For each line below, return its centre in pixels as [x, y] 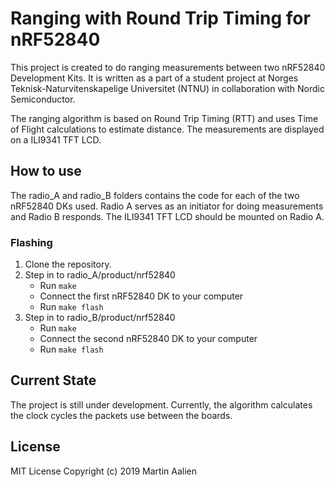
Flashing [31, 242]
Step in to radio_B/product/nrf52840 [100, 318]
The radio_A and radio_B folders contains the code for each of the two [155, 195]
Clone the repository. [68, 264]
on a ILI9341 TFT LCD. [56, 139]
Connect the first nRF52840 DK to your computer [141, 296]
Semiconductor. [43, 99]
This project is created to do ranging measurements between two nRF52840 [168, 67]
